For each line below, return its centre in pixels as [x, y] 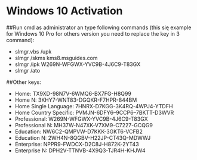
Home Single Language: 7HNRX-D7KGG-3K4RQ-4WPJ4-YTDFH [94, 106]
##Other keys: [24, 82]
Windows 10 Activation [65, 11]
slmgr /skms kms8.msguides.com [56, 58]
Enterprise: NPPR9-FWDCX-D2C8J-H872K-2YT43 [77, 144]
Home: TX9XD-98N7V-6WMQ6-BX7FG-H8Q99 [73, 93]
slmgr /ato [27, 70]
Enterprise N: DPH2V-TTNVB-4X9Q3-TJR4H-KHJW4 [80, 150]
